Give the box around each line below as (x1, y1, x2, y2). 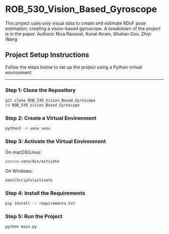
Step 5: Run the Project (5, 213, 63, 220)
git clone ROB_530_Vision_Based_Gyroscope (5, 98, 96, 103)
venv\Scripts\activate (5, 178, 53, 183)
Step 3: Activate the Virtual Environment (5, 138, 106, 145)
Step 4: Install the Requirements (5, 189, 86, 196)
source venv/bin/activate (5, 159, 59, 164)
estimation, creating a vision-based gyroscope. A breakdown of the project (5, 25, 161, 31)
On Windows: (5, 168, 33, 174)
